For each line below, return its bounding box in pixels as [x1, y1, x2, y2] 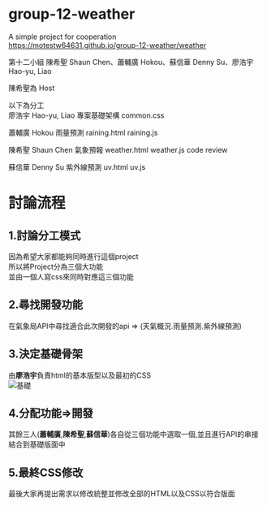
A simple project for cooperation [8, 32, 117, 41]
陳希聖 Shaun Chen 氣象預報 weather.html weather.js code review [8, 145, 228, 154]
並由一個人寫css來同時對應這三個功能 [8, 271, 134, 281]
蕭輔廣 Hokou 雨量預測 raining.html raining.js [8, 128, 158, 137]
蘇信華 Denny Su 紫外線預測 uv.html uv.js [8, 162, 146, 171]
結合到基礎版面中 [8, 439, 66, 449]
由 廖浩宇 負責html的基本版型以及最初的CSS [8, 370, 152, 380]
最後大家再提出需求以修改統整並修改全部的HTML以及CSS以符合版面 [8, 489, 235, 499]
